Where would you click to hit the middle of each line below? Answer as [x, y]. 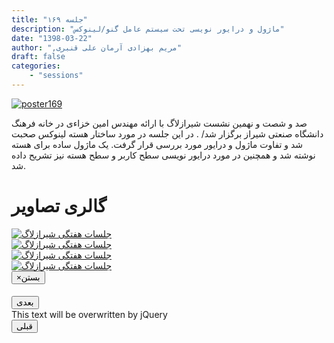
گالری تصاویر [59, 206]
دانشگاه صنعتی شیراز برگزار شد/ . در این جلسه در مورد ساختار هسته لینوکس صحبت [167, 133]
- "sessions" [56, 76]
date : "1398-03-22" [52, 38]
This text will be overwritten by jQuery [89, 315]
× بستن [28, 277]
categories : [36, 66]
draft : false [38, 57]
